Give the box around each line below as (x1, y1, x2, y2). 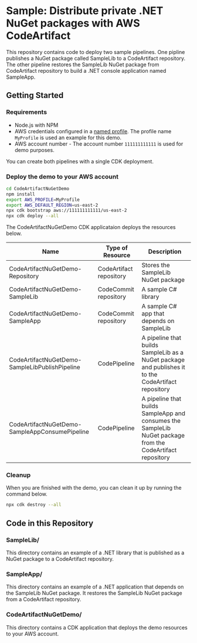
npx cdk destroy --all (6, 502, 62, 508)
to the (141, 371, 158, 379)
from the (141, 439, 165, 447)
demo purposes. (14, 146, 55, 153)
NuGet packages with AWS (6, 16, 141, 30)
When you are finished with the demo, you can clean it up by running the (6, 484, 182, 491)
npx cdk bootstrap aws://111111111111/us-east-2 (6, 207, 127, 214)
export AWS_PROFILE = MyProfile (6, 197, 80, 203)
